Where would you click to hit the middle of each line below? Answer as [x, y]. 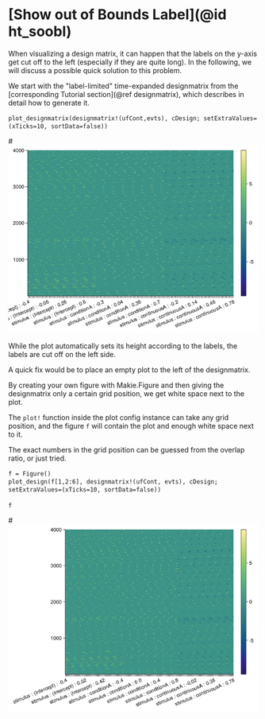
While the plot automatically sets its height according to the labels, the [123, 346]
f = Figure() [30, 474]
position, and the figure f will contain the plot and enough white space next [131, 426]
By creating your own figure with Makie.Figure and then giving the [116, 385]
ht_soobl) [40, 31]
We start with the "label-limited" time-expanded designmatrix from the [123, 86]
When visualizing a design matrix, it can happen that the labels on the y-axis [133, 53]
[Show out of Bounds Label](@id [117, 15]
